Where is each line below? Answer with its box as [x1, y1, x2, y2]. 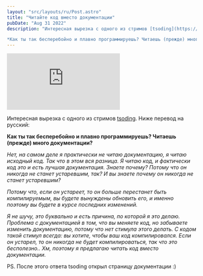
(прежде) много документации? [7, 139, 93, 146]
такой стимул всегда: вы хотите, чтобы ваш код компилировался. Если [7, 232, 192, 239]
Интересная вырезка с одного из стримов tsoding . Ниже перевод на [7, 115, 184, 122]
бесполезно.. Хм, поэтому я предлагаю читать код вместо [7, 245, 159, 252]
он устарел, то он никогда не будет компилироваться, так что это [7, 239, 178, 246]
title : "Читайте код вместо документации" [7, 14, 115, 20]
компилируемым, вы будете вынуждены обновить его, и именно [7, 195, 174, 202]
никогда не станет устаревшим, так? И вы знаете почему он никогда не [7, 170, 193, 178]
